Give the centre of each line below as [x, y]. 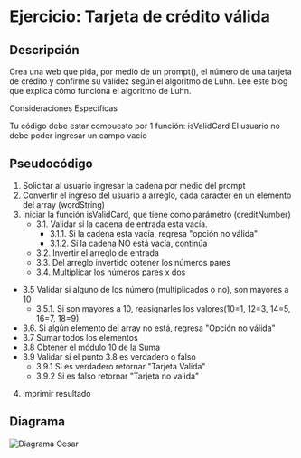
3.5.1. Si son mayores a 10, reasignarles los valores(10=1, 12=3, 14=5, [163, 308]
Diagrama [38, 422]
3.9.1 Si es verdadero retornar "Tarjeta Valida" [121, 366]
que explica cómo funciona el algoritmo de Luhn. [100, 91]
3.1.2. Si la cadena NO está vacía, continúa [128, 243]
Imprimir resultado [56, 393]
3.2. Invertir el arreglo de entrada [98, 252]
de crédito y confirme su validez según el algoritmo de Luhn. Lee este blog [149, 81]
